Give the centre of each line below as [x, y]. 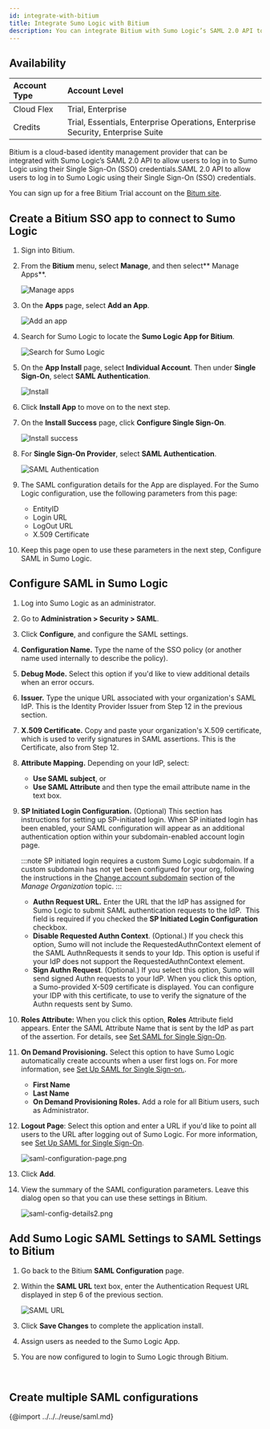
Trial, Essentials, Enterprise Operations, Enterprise [161, 123]
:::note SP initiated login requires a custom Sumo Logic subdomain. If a [137, 860]
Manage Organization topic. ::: [71, 886]
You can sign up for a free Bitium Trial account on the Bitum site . [115, 193]
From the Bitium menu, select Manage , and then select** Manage [130, 266]
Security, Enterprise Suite [115, 132]
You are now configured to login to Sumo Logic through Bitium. [125, 1357]
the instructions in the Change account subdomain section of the [128, 877]
